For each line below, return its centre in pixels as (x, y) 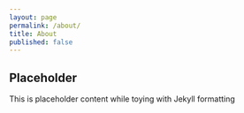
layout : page (33, 17)
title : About (33, 34)
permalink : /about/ (45, 26)
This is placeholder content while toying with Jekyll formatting (122, 99)
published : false (41, 42)
